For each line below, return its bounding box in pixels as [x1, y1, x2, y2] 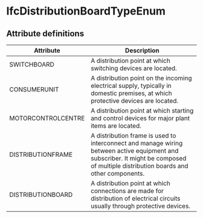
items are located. [90, 122, 142, 130]
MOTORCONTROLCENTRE [9, 114, 85, 122]
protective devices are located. [90, 97, 179, 105]
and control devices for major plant [90, 114, 190, 122]
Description [124, 47, 160, 54]
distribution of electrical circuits [90, 194, 181, 202]
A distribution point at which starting [90, 107, 194, 114]
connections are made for [90, 187, 164, 195]
